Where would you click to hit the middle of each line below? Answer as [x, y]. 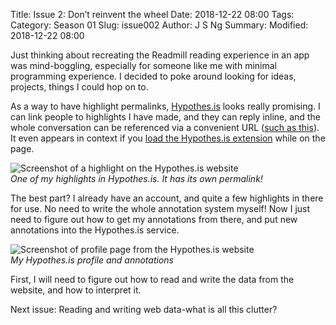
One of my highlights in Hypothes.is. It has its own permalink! [136, 178]
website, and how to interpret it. [76, 290]
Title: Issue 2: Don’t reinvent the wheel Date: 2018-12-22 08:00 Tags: [152, 14]
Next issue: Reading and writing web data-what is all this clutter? [144, 309]
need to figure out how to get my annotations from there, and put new [154, 219]
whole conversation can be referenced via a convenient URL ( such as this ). [165, 127]
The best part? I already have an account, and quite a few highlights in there [167, 198]
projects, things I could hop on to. [79, 87]
